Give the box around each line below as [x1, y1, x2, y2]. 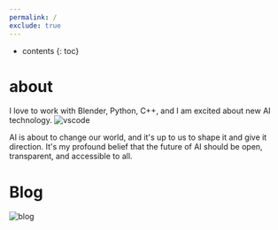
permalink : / [9, 12, 58, 22]
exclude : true [9, 21, 62, 30]
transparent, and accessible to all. [9, 151, 133, 162]
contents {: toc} [21, 45, 80, 56]
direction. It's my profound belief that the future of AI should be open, [9, 142, 263, 152]
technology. [9, 115, 53, 126]
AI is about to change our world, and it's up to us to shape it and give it [9, 132, 267, 142]
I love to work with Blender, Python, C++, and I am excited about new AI [9, 105, 272, 116]
